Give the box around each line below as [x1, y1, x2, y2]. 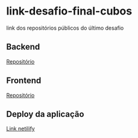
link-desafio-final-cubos [6, 4, 133, 18]
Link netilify [6, 125, 35, 133]
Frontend [6, 76, 42, 86]
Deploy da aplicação [6, 109, 84, 119]
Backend [6, 42, 40, 52]
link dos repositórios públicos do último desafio [6, 24, 124, 31]
